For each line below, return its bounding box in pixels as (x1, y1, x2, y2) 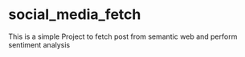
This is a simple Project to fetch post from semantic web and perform (8, 32, 238, 41)
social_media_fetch (8, 6, 141, 24)
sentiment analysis (8, 40, 71, 49)
